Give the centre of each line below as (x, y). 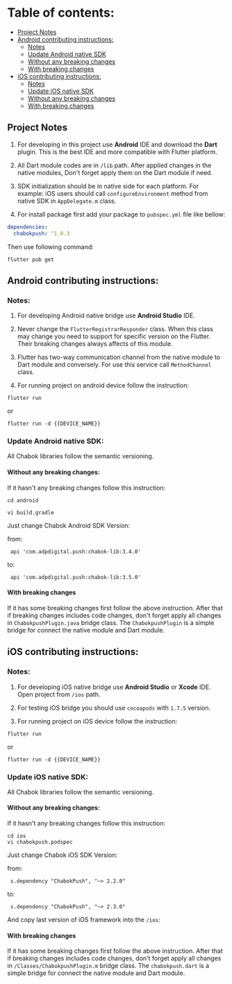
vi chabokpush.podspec (40, 842)
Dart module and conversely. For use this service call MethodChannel (114, 365)
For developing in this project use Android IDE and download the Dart (117, 144)
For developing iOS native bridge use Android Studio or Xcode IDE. (114, 687)
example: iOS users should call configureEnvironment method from (113, 193)
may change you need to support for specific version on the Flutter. (114, 336)
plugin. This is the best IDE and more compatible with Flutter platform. (117, 151)
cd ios (17, 836)
